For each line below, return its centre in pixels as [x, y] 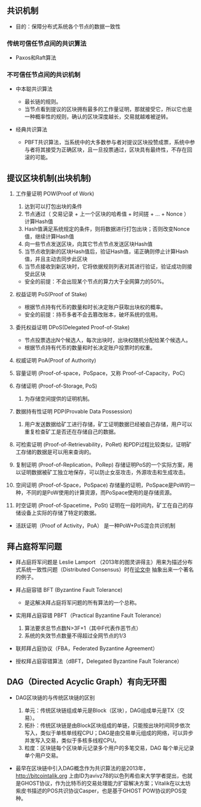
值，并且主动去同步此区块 [56, 259]
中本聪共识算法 [34, 89]
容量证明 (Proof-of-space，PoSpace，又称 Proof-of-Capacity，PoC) [100, 373]
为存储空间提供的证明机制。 [59, 399]
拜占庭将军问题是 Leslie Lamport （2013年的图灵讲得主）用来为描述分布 [104, 562]
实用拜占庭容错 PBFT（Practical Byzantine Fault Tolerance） [90, 615]
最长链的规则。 [43, 102]
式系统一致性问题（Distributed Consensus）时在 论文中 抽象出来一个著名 [104, 570]
